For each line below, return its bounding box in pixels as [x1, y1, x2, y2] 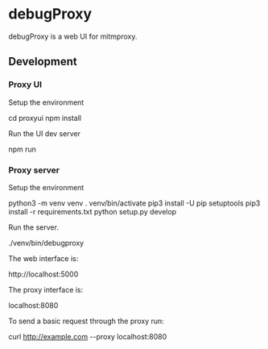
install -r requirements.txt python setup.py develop [8, 206, 177, 216]
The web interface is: [8, 253, 79, 263]
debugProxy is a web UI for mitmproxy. [8, 31, 138, 41]
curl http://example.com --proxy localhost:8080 [8, 331, 167, 341]
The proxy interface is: [8, 285, 84, 294]
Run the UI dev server [8, 128, 80, 138]
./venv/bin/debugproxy [8, 238, 85, 247]
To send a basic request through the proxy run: [8, 316, 165, 326]
